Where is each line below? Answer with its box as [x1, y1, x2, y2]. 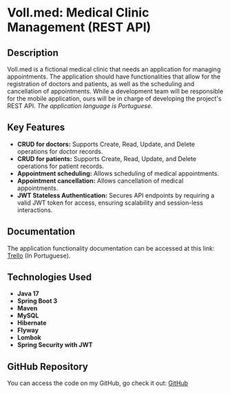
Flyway [17, 326, 39, 335]
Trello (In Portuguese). [7, 251, 71, 260]
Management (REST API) [7, 19, 151, 35]
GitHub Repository [7, 360, 88, 373]
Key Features [7, 122, 65, 134]
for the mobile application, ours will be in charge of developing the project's [7, 94, 222, 103]
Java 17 [17, 289, 39, 298]
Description [7, 47, 59, 59]
